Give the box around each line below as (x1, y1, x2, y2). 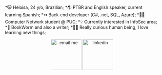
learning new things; (5, 29, 46, 35)
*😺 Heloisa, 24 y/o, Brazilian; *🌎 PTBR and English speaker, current (5, 4, 143, 10)
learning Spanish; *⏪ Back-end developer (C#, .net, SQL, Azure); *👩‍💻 (5, 12, 145, 18)
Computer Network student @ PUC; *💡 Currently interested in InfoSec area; (5, 19, 157, 25)
